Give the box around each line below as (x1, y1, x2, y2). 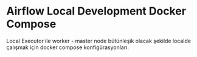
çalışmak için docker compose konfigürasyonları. (6, 44, 130, 51)
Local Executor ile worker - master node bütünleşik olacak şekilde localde (6, 37, 192, 44)
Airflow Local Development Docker (6, 4, 187, 18)
